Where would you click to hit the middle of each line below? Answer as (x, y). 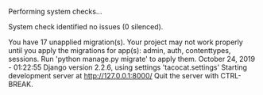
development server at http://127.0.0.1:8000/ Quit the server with (114, 76)
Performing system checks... (55, 11)
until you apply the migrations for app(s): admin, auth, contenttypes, (120, 50)
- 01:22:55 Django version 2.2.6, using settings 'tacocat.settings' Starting (128, 67)
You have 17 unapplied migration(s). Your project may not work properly (126, 42)
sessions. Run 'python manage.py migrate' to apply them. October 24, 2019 (132, 59)
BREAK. (21, 84)
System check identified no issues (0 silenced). (86, 27)
